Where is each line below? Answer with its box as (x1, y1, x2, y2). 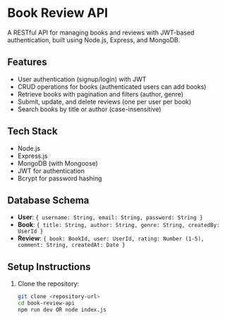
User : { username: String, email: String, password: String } (17, 213, 203, 221)
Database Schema (7, 194, 90, 206)
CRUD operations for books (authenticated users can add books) (17, 82, 207, 91)
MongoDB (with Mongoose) (17, 159, 99, 167)
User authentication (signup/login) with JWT (17, 75, 147, 83)
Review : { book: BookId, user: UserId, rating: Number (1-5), (17, 234, 205, 242)
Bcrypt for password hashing (17, 174, 102, 183)
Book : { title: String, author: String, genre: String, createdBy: (17, 221, 220, 229)
